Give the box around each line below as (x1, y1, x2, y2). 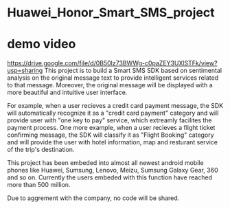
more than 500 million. (7, 181, 71, 189)
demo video (7, 36, 76, 52)
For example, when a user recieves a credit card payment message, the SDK (7, 102, 224, 110)
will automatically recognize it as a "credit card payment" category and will (7, 109, 219, 118)
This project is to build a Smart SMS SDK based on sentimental (44, 67, 222, 75)
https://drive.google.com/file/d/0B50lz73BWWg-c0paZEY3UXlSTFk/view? (7, 59, 218, 67)
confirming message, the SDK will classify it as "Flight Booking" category (7, 131, 214, 139)
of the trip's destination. (7, 146, 75, 154)
